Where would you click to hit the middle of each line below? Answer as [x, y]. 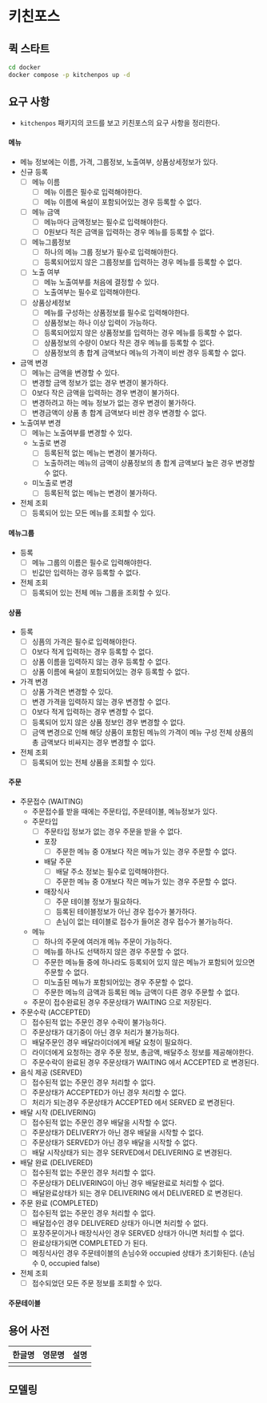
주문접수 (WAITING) [52, 801]
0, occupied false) [70, 1263]
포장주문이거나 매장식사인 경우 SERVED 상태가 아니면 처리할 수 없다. [138, 1233]
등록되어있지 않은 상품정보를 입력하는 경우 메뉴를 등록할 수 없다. [143, 333]
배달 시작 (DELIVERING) [58, 1113]
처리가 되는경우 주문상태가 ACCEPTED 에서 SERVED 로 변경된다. [133, 1103]
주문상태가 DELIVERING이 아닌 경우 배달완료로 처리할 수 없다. [128, 1183]
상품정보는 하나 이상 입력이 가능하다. [100, 322]
